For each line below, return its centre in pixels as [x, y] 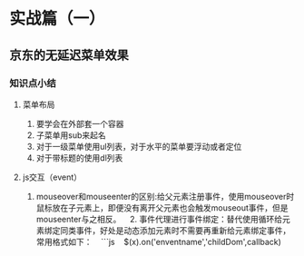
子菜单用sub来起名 [71, 135]
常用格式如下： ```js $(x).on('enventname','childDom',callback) [158, 241]
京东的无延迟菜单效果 [69, 55]
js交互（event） [52, 177]
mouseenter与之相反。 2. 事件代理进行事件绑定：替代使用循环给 [159, 219]
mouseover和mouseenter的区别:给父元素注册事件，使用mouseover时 [165, 196]
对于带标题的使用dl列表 [79, 158]
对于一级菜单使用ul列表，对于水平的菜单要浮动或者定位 [139, 146]
